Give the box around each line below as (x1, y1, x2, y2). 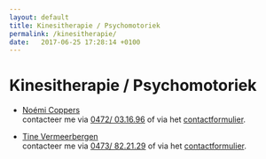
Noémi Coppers (21, 105, 81, 116)
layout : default (9, 12, 69, 22)
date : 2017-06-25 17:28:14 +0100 (9, 37, 141, 47)
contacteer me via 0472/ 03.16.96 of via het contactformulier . (21, 114, 246, 125)
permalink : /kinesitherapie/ (9, 29, 117, 38)
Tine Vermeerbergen (21, 132, 99, 142)
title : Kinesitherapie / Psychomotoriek (9, 21, 161, 30)
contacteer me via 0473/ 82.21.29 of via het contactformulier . (21, 140, 246, 151)
